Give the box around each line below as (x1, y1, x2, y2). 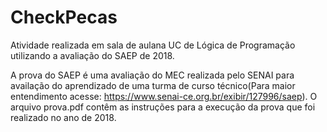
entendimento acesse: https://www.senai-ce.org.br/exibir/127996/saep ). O (10, 90, 318, 102)
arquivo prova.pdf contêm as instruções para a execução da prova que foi (10, 101, 316, 113)
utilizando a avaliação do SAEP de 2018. (10, 49, 175, 61)
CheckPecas (10, 6, 118, 29)
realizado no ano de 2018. (10, 111, 117, 123)
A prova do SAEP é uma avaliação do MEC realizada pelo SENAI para (10, 69, 295, 81)
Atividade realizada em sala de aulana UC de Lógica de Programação (10, 39, 296, 51)
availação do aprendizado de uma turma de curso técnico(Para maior (10, 79, 296, 91)
